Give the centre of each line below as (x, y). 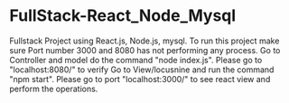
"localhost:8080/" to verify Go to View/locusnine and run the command (142, 70)
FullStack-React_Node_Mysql (123, 16)
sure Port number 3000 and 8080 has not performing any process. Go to (145, 50)
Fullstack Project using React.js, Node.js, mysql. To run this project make (144, 41)
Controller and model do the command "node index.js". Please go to (136, 60)
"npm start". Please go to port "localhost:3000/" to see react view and (140, 79)
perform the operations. (54, 89)
